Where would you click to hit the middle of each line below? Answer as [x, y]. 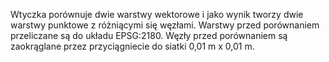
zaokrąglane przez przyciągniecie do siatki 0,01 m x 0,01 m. [132, 46]
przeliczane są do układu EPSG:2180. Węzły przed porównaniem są [149, 35]
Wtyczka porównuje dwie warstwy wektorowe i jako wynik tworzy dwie [157, 14]
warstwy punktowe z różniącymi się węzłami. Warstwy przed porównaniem [165, 25]
